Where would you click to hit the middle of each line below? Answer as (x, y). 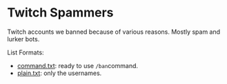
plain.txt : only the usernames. (59, 73)
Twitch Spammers (60, 13)
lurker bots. (23, 39)
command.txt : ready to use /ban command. (78, 65)
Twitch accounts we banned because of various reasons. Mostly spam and (114, 32)
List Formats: (26, 52)
